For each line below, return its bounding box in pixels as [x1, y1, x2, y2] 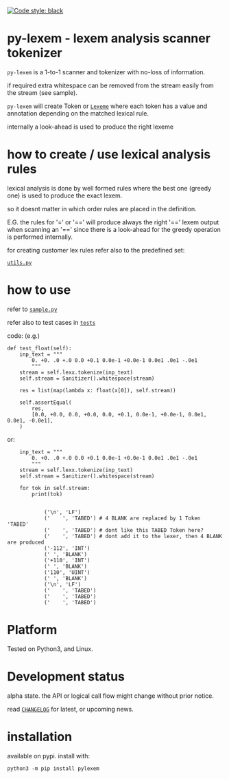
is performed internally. [7, 233, 73, 241]
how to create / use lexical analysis [7, 147, 211, 162]
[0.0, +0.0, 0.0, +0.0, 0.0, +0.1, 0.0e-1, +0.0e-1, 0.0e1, [32, 411, 207, 418]
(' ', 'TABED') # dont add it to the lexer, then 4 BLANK [43, 533, 223, 540]
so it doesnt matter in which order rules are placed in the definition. [7, 204, 197, 213]
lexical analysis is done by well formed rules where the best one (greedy [7, 184, 212, 192]
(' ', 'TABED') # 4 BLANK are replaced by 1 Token [43, 515, 201, 522]
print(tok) [32, 491, 63, 498]
